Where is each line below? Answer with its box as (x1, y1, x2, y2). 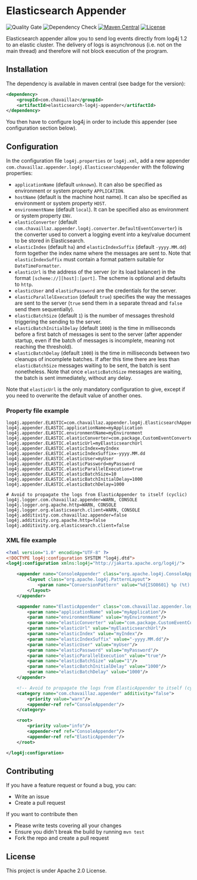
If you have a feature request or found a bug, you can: (6, 782, 137, 789)
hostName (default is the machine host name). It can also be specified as (14, 194, 188, 201)
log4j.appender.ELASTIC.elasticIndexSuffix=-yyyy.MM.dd (6, 451, 145, 457)
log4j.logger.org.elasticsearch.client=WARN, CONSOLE (6, 507, 141, 513)
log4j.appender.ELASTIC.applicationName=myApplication (6, 425, 143, 431)
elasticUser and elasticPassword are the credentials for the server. (14, 287, 177, 294)
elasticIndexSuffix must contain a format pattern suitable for (14, 256, 164, 263)
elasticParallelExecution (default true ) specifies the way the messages (14, 294, 191, 301)
